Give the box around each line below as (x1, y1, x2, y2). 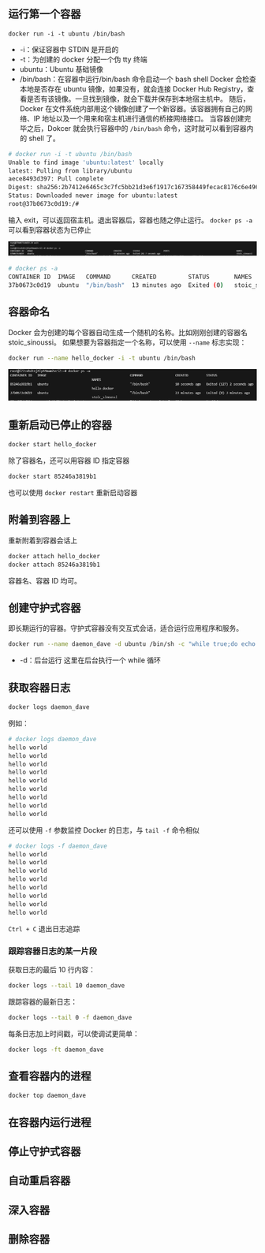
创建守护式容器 (8, 602, 81, 614)
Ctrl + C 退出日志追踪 (8, 923, 80, 933)
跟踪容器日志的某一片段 (8, 945, 97, 957)
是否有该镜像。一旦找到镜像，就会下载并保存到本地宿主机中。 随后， (26, 94, 250, 103)
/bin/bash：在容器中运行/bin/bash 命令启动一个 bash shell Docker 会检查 (19, 74, 256, 84)
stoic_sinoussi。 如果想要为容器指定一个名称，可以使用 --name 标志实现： (8, 337, 247, 347)
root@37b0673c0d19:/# (8, 200, 80, 208)
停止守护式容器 (8, 1145, 81, 1158)
